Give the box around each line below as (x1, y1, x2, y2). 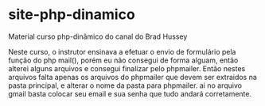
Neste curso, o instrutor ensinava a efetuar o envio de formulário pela (8, 47, 236, 56)
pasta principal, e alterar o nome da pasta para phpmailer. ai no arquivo (8, 81, 243, 90)
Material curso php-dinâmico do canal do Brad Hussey (8, 32, 188, 41)
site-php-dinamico (8, 6, 135, 24)
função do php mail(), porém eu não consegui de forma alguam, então (8, 55, 239, 65)
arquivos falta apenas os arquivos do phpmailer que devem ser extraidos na (8, 72, 257, 81)
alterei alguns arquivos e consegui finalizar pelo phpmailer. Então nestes (8, 63, 246, 73)
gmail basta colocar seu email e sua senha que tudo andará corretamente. (8, 89, 252, 98)
